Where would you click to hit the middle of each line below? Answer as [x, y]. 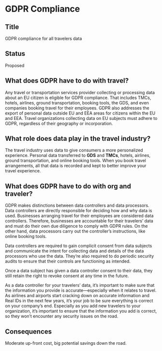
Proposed [15, 65]
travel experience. [23, 171]
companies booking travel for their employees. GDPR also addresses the [77, 108]
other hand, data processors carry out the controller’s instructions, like [75, 231]
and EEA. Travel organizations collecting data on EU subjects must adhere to [81, 118]
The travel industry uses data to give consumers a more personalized [74, 150]
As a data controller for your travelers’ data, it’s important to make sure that [80, 285]
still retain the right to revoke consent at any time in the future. [67, 276]
